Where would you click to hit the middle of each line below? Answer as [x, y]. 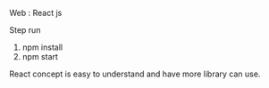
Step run [25, 30]
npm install [42, 47]
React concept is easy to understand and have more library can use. [135, 74]
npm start [40, 56]
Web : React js [36, 13]
